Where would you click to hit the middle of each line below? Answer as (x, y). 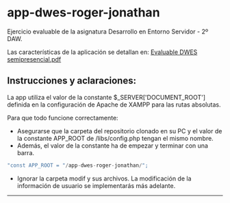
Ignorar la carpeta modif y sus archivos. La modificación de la (104, 178)
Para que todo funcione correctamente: (63, 118)
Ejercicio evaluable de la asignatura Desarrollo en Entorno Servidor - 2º (108, 31)
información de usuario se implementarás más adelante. (96, 185)
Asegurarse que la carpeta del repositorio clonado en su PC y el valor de (119, 131)
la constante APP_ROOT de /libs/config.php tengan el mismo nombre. (115, 138)
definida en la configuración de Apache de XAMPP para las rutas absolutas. (114, 105)
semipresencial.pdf (34, 59)
